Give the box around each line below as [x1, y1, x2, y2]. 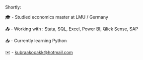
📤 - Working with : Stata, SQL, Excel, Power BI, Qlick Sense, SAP [5, 26, 139, 32]
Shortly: [5, 4, 21, 10]
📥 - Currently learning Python [5, 38, 67, 44]
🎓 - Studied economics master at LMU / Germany [5, 14, 108, 20]
